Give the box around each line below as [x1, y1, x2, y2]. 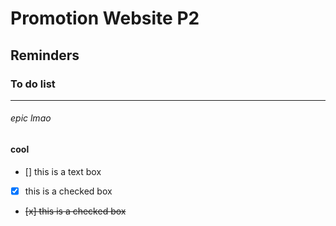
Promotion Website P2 [10, 7, 200, 30]
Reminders [10, 47, 80, 64]
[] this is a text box [24, 165, 102, 177]
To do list [10, 77, 56, 91]
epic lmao [10, 112, 52, 124]
